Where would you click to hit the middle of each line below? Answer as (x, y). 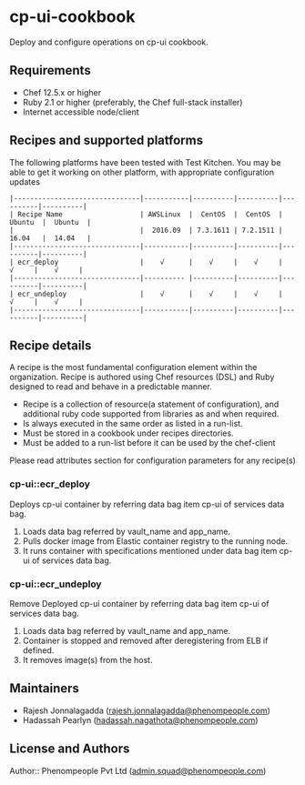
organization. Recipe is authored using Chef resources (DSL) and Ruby (142, 377)
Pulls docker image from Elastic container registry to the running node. (155, 541)
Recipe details (51, 345)
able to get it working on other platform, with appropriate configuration (142, 172)
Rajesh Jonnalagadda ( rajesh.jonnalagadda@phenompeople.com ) (147, 710)
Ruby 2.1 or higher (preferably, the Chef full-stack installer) (132, 102)
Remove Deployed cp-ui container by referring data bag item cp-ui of (140, 603)
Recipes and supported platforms (106, 141)
